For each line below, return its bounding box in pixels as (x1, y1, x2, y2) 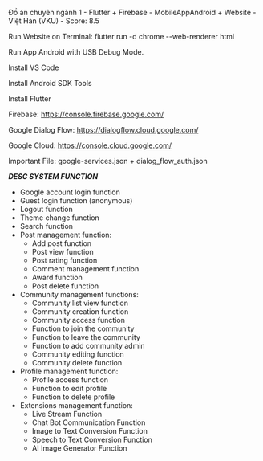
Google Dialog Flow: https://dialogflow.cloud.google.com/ (8, 125, 199, 134)
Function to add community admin (31, 341, 146, 350)
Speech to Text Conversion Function (31, 434, 152, 444)
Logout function (19, 205, 74, 214)
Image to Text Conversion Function (31, 426, 148, 435)
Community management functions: (19, 290, 139, 299)
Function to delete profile (31, 392, 115, 402)
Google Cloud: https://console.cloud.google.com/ (8, 141, 172, 150)
